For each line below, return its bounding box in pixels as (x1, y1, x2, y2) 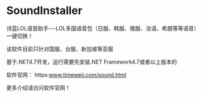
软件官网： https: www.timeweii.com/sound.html (6, 71, 127, 78)
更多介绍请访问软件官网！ (6, 84, 71, 92)
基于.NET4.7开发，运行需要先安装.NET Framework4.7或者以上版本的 (6, 58, 178, 65)
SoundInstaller (6, 4, 82, 18)
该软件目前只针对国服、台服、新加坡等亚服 (6, 45, 114, 52)
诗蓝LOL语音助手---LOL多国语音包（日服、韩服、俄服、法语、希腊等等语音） (6, 24, 197, 32)
